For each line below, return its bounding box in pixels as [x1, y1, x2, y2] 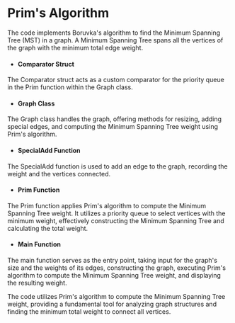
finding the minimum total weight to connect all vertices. [7, 307, 171, 316]
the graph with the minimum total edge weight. [7, 43, 144, 52]
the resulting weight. [7, 278, 67, 287]
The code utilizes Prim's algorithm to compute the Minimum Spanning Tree [7, 292, 226, 300]
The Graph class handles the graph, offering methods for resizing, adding [7, 115, 222, 123]
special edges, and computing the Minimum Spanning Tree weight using [7, 123, 218, 131]
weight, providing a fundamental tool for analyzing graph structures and [7, 300, 217, 308]
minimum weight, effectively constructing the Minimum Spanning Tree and [7, 216, 224, 225]
